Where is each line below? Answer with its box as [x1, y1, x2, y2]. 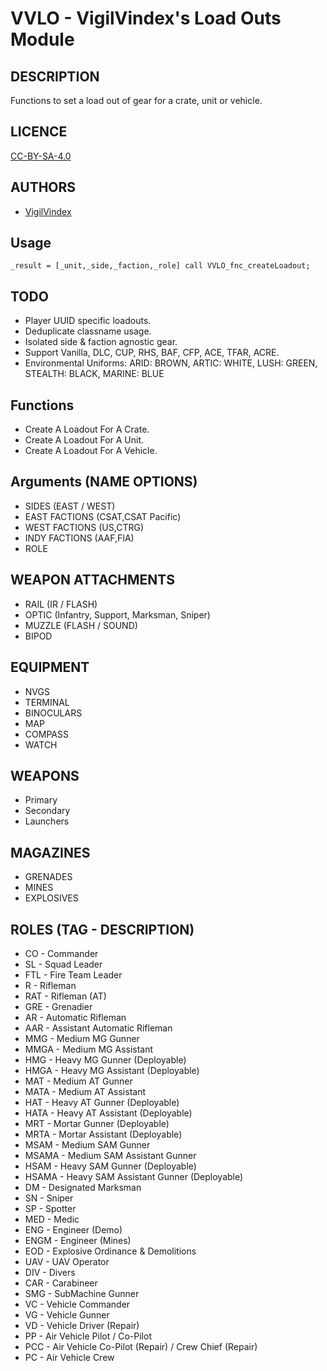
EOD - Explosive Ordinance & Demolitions [24, 1245, 197, 1257]
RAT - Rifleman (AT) [24, 990, 107, 1002]
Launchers [24, 815, 70, 827]
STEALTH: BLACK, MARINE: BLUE [24, 368, 165, 380]
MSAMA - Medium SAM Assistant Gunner [24, 1149, 197, 1161]
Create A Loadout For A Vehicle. [24, 445, 158, 457]
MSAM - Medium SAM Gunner [24, 1138, 151, 1151]
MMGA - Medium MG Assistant [24, 1043, 154, 1055]
